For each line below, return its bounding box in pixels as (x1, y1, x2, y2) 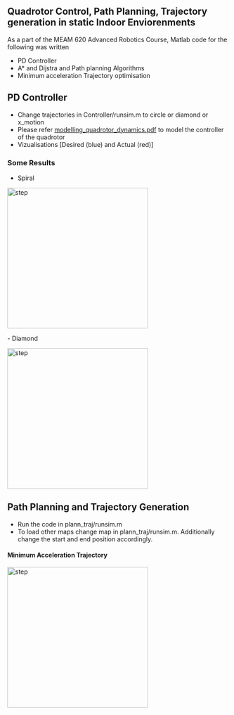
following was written (7, 42, 70, 51)
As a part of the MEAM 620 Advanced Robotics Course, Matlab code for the (7, 35, 228, 44)
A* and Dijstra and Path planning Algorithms (17, 63, 145, 72)
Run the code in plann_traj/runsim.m (17, 520, 122, 528)
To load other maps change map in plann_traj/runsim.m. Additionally (17, 527, 215, 536)
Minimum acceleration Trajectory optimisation (17, 71, 151, 79)
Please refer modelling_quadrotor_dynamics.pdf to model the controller (17, 125, 224, 134)
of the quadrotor (17, 133, 65, 141)
